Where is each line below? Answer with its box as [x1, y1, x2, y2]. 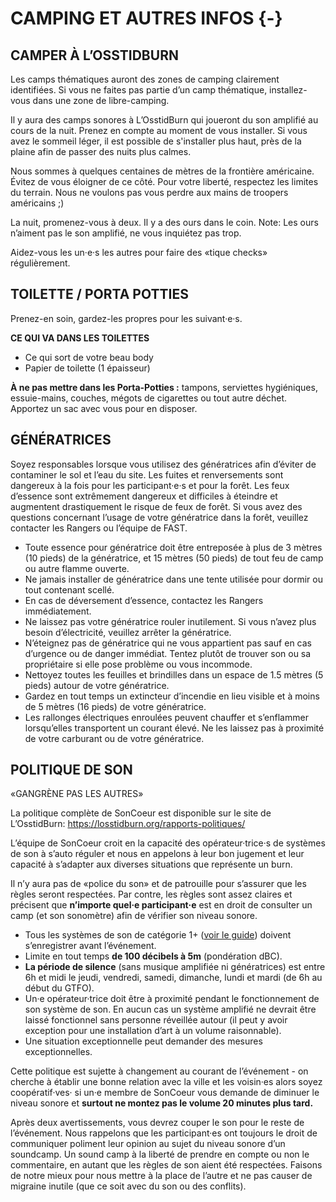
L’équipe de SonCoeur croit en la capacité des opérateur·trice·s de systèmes [10, 837, 326, 849]
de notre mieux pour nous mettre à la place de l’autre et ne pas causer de [10, 1170, 313, 1182]
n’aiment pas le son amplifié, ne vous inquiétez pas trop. [10, 227, 242, 239]
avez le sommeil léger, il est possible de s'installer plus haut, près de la [10, 135, 302, 147]
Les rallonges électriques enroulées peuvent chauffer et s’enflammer [24, 711, 309, 723]
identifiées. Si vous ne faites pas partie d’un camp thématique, [10, 84, 268, 96]
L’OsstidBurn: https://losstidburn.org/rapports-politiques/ [10, 818, 246, 830]
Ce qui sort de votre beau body [24, 351, 154, 363]
